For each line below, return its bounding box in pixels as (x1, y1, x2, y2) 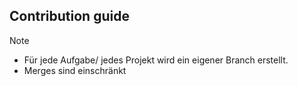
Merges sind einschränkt (23, 64, 127, 76)
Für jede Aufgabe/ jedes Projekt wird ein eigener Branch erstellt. (23, 54, 289, 66)
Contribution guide (9, 8, 130, 25)
